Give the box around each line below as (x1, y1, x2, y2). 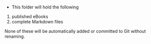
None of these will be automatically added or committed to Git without (4, 28, 146, 34)
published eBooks (11, 14, 49, 19)
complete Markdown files (11, 19, 63, 24)
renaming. (4, 34, 25, 39)
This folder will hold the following (11, 4, 79, 10)
